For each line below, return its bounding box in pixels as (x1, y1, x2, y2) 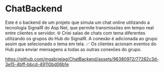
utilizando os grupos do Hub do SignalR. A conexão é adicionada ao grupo (5, 35, 158, 41)
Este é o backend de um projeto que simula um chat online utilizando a (5, 19, 150, 25)
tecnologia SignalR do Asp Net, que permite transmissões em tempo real (5, 24, 154, 30)
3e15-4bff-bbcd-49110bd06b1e (5, 61, 69, 67)
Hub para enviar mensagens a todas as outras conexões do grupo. (5, 46, 142, 52)
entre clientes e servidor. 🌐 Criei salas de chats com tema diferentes (5, 30, 146, 36)
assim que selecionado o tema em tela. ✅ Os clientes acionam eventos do (5, 41, 157, 47)
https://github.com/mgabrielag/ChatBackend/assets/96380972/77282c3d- (5, 56, 159, 62)
